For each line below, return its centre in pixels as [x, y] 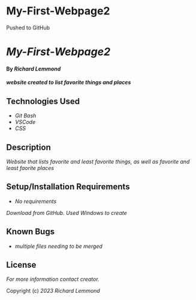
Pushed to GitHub [28, 28]
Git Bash [25, 116]
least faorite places [30, 168]
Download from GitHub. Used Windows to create [67, 213]
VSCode [25, 122]
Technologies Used [43, 101]
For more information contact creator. [53, 279]
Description [28, 147]
